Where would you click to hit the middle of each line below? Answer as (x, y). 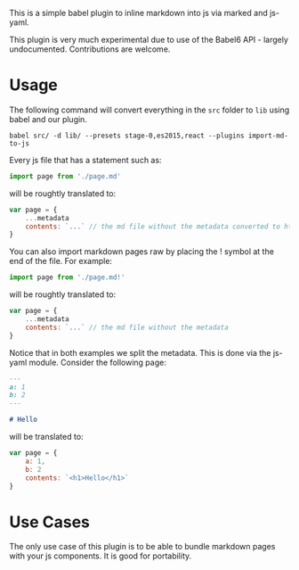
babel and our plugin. (48, 119)
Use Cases (50, 522)
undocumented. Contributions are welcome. (90, 49)
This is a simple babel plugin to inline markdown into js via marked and (139, 13)
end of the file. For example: (61, 261)
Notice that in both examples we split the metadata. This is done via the (140, 352)
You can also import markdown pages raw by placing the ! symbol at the (141, 252)
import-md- (268, 136)
